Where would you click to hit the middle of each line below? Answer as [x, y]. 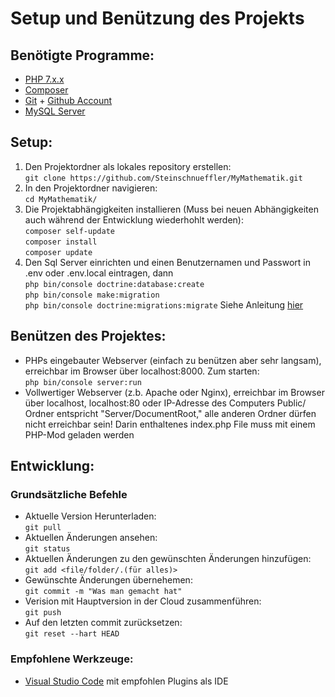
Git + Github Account [68, 100]
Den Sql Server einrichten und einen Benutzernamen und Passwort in [168, 262]
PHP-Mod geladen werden [79, 434]
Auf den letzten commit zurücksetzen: [103, 623]
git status [47, 549]
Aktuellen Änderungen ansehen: [91, 538]
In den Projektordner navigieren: [91, 188]
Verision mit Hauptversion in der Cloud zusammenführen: [143, 601]
